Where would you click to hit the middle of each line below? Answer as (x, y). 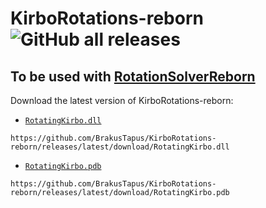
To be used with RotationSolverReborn (133, 76)
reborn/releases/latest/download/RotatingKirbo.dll (120, 147)
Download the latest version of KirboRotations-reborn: (122, 100)
